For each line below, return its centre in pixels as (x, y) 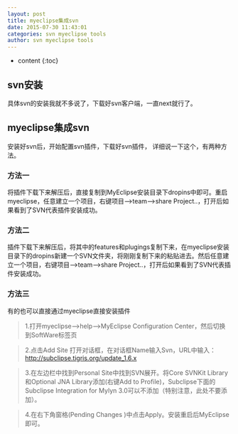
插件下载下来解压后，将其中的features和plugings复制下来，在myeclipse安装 (118, 247)
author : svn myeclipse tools (50, 41)
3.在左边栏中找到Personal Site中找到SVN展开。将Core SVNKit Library (126, 372)
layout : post (27, 14)
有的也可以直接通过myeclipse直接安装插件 (69, 311)
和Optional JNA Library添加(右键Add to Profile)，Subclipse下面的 (120, 381)
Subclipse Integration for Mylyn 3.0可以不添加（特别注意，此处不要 (123, 390)
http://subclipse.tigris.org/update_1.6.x (81, 358)
